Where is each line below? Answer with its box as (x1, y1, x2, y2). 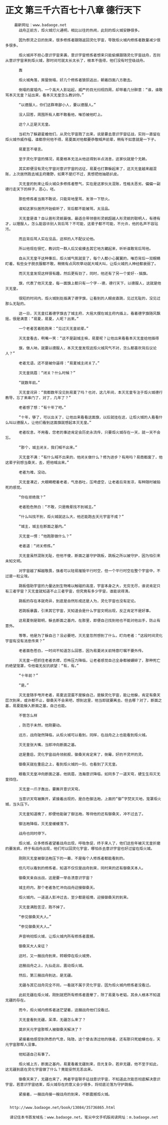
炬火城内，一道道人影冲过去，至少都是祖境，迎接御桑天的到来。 (18, 894, 131, 900)
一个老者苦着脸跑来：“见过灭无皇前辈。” (18, 326, 89, 331)
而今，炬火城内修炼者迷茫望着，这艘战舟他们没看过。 (18, 1007, 112, 1012)
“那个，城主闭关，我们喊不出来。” (18, 445, 78, 450)
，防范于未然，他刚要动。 (18, 723, 64, 728)
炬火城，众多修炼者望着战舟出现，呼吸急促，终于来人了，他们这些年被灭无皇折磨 (18, 841, 160, 846)
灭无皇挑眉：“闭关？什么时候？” (18, 370, 76, 376)
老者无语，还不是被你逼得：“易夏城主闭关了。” (18, 360, 100, 365)
